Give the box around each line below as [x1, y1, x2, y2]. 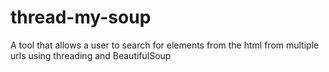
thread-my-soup [10, 6, 152, 29]
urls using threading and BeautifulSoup [10, 49, 172, 61]
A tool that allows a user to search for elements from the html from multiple [10, 39, 320, 51]
